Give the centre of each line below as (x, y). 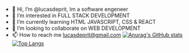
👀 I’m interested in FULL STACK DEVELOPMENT (71, 15)
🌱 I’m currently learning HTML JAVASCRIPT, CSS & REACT (84, 22)
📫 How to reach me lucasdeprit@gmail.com (66, 35)
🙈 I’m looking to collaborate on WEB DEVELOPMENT (76, 28)
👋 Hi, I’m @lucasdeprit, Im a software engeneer (70, 9)
